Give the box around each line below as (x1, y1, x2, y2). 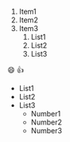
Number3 (30, 126, 63, 135)
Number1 (30, 109, 61, 118)
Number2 (30, 117, 63, 127)
